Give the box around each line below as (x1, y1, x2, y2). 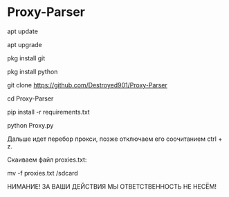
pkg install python (7, 67, 58, 76)
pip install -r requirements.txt (7, 108, 90, 116)
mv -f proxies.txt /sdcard (7, 169, 78, 177)
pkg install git (7, 53, 46, 62)
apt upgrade (7, 40, 43, 49)
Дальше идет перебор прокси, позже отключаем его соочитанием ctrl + (7, 135, 223, 143)
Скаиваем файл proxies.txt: (7, 155, 87, 164)
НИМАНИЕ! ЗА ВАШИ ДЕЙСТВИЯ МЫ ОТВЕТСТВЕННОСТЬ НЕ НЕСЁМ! (7, 182, 217, 191)
